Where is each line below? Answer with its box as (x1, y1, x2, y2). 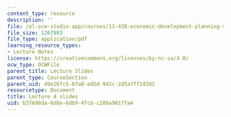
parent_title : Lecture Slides (7, 67, 94, 74)
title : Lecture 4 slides (7, 94, 78, 100)
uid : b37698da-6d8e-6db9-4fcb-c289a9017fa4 (7, 100, 134, 107)
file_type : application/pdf (7, 36, 88, 43)
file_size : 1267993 (7, 29, 63, 36)
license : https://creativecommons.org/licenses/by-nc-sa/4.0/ (7, 55, 189, 62)
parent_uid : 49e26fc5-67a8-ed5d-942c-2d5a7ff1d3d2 (7, 81, 155, 87)
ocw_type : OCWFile (7, 61, 60, 68)
